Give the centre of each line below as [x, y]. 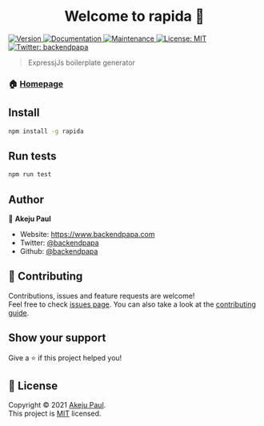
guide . [19, 312]
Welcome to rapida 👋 [134, 16]
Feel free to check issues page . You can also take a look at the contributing [132, 304]
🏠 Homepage [36, 83]
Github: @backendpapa [59, 251]
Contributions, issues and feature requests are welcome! [102, 295]
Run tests [32, 156]
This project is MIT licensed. [55, 414]
